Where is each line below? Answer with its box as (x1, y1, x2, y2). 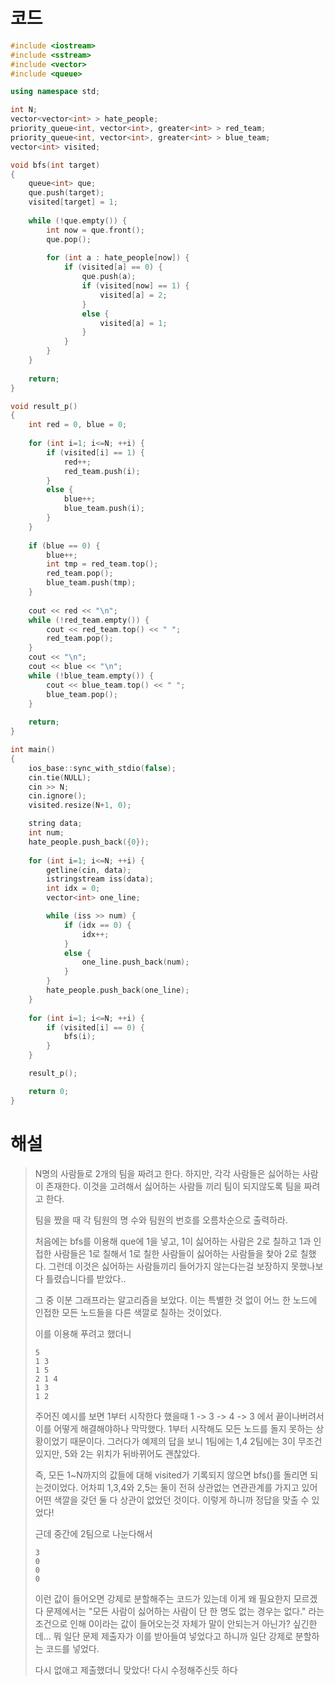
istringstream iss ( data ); (46, 874, 155, 884)
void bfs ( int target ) (10, 160, 101, 170)
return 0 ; (28, 1086, 70, 1096)
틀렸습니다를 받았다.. (45, 1272, 127, 1284)
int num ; (28, 828, 65, 838)
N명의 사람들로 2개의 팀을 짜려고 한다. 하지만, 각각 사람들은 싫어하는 (34, 1167, 301, 1179)
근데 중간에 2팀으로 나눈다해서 (34, 1527, 153, 1539)
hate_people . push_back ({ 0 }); (28, 837, 150, 847)
